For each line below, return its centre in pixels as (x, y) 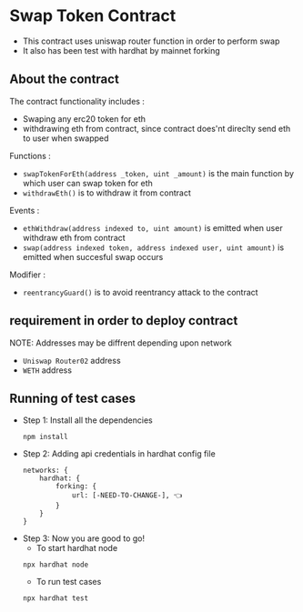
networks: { (45, 471)
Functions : (30, 156)
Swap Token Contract (93, 16)
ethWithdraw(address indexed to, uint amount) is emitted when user (153, 227)
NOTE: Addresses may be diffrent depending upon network (121, 343)
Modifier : (27, 275)
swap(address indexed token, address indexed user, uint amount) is (153, 247)
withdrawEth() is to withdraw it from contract (106, 193)
